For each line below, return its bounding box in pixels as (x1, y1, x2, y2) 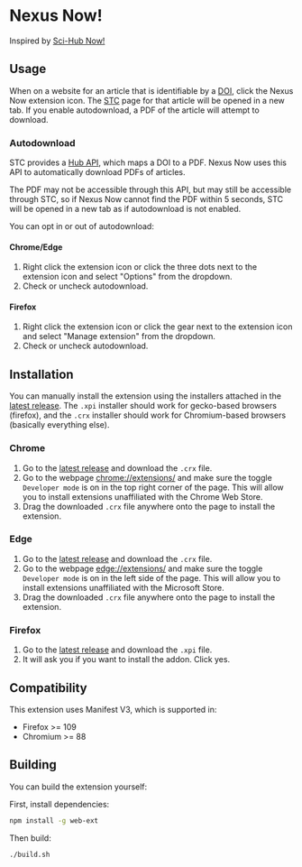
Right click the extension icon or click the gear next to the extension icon (22, 321, 293, 332)
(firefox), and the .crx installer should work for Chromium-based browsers (9, 410, 287, 420)
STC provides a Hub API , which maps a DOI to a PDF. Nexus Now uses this (9, 157, 287, 168)
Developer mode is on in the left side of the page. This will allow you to (22, 572, 281, 583)
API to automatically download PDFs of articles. (9, 167, 186, 178)
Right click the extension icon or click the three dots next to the (22, 262, 258, 272)
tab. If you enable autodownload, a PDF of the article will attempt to (9, 105, 260, 115)
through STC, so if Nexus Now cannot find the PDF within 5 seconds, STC (9, 194, 284, 205)
